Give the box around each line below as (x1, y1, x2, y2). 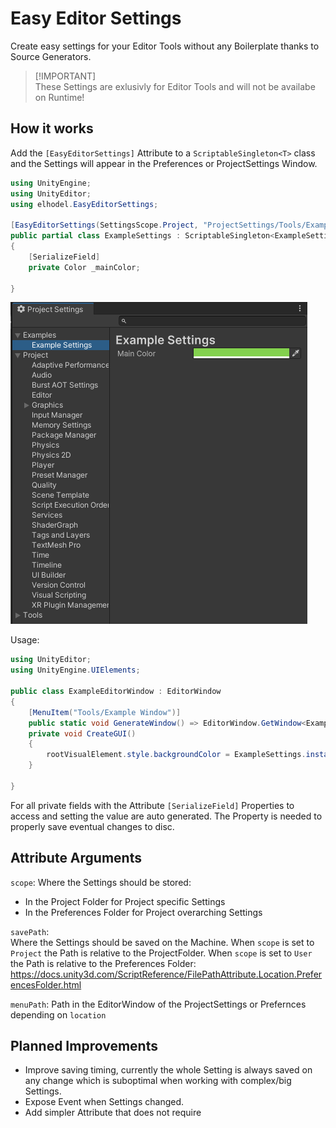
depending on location (10, 1008, 107, 1021)
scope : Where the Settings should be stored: (10, 876, 192, 888)
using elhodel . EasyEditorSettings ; (10, 199, 159, 209)
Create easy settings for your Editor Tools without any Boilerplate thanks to (10, 40, 320, 52)
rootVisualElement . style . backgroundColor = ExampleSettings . (46, 750, 307, 760)
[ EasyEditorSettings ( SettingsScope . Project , (10, 220, 199, 231)
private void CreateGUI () (28, 728, 137, 739)
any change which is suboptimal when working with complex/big (24, 1075, 292, 1087)
